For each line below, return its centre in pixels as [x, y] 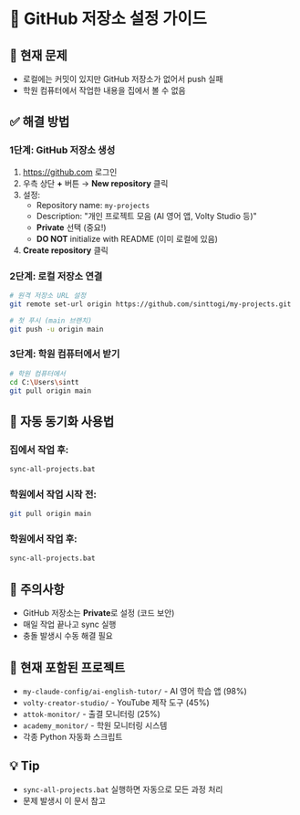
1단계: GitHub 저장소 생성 [62, 150]
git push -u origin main [57, 329]
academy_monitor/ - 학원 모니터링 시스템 [95, 725]
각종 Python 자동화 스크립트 [72, 736]
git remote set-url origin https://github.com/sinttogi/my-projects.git [150, 304]
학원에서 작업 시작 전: [53, 494]
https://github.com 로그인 [70, 172]
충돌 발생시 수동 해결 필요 [68, 636]
